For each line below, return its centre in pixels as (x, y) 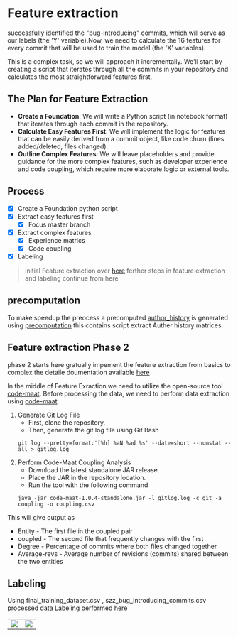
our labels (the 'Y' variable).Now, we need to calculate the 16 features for (114, 40)
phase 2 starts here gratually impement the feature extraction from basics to (119, 364)
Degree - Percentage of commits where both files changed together (117, 546)
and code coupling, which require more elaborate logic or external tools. (123, 169)
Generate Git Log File (49, 415)
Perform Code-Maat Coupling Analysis (74, 462)
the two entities (40, 561)
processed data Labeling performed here (67, 608)
